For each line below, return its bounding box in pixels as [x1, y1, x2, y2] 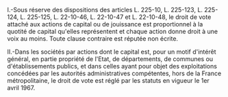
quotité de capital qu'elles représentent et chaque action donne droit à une [7, 27, 218, 35]
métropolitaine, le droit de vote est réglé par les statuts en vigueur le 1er [7, 77, 210, 84]
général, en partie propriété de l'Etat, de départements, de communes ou [7, 55, 214, 63]
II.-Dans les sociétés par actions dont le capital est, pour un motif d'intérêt [7, 47, 216, 56]
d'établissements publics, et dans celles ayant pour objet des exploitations [7, 62, 218, 70]
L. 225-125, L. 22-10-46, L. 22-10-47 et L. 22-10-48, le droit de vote [20, 13, 212, 21]
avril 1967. [7, 84, 36, 92]
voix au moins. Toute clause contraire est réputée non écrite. [7, 35, 179, 43]
